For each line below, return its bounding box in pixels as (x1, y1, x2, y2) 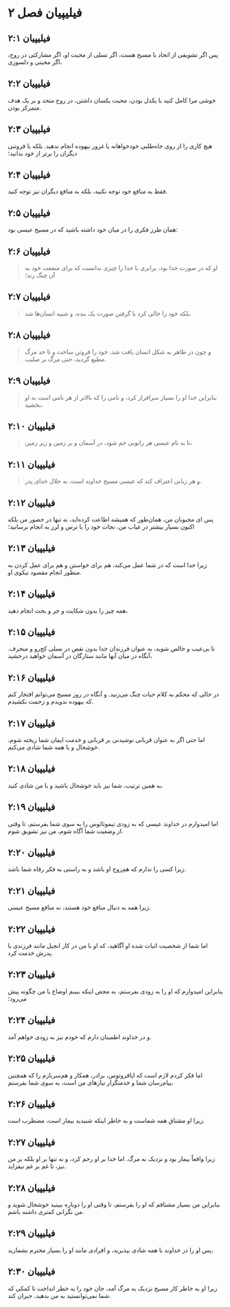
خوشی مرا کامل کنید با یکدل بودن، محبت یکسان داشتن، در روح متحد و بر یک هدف (8, 96, 216, 104)
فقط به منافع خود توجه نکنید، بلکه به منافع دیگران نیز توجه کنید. (8, 187, 168, 196)
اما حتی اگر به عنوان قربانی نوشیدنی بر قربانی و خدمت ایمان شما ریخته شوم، (8, 736, 205, 743)
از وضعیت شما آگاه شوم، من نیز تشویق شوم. (8, 827, 124, 835)
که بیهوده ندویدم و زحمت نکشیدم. (8, 697, 94, 706)
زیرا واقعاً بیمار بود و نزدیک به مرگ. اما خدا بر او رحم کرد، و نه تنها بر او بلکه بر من (8, 1155, 216, 1163)
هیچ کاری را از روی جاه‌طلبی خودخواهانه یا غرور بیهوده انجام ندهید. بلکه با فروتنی (8, 141, 213, 150)
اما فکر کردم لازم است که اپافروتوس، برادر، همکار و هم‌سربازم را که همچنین (8, 1071, 203, 1079)
